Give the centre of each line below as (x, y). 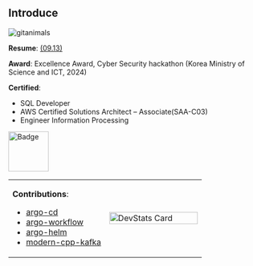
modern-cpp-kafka (64, 242)
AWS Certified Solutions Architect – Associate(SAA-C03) (114, 111)
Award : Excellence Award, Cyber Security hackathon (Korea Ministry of (126, 63)
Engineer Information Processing (74, 120)
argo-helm (47, 232)
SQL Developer (45, 103)
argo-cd (42, 212)
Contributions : (41, 194)
